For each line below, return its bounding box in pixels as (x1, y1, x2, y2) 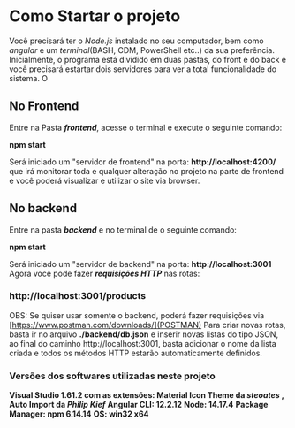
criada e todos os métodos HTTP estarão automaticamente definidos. (9, 348, 263, 358)
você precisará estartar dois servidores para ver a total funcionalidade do (9, 64, 276, 74)
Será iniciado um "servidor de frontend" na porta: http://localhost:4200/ (9, 157, 276, 167)
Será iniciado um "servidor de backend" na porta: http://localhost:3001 (9, 258, 272, 269)
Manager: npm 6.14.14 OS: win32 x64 (9, 409, 149, 419)
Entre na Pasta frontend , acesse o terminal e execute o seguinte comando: (9, 122, 283, 133)
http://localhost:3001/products (9, 290, 147, 302)
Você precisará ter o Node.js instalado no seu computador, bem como (9, 35, 264, 46)
